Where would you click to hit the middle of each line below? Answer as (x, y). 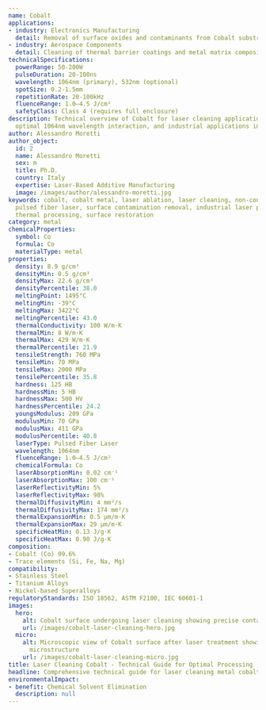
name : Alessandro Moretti (58, 155)
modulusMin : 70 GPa (47, 421)
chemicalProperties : (42, 230)
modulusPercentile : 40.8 (56, 436)
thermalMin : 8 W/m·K (49, 333)
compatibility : (33, 569)
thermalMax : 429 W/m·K (53, 340)
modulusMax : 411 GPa (49, 428)
